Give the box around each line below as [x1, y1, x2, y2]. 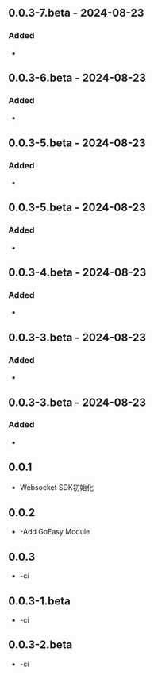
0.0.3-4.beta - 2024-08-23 [8, 266, 147, 280]
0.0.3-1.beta [8, 594, 71, 607]
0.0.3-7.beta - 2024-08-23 [8, 6, 144, 20]
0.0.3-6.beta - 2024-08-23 [8, 71, 147, 85]
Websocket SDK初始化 [19, 482, 94, 492]
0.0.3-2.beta [8, 638, 73, 652]
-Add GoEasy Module [19, 527, 90, 537]
